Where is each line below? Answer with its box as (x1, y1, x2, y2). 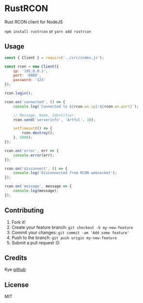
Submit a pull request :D (11, 239, 60, 245)
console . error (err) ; (13, 153, 55, 158)
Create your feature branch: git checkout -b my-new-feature (11, 224, 133, 230)
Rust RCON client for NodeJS (4, 19, 63, 25)
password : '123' (13, 78, 46, 82)
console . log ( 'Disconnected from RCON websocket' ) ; (13, 171, 117, 175)
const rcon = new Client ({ (4, 64, 59, 69)
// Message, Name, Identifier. (13, 112, 76, 118)
